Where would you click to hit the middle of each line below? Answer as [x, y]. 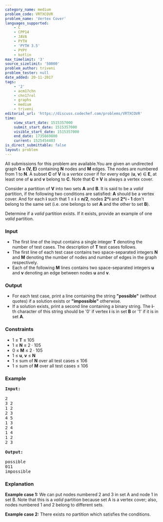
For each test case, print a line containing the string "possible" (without [84, 296]
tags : [10, 82]
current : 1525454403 [35, 141]
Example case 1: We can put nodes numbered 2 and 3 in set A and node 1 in [81, 495]
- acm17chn [25, 91]
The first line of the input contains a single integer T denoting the [77, 242]
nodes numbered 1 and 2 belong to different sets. [54, 505]
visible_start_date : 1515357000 [46, 132]
